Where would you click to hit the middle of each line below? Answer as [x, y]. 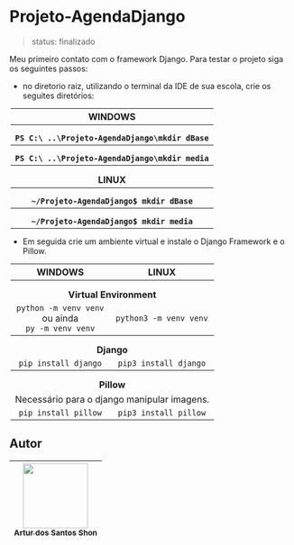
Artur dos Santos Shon [55, 532]
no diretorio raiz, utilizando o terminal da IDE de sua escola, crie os [147, 86]
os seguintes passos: [49, 68]
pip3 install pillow [162, 413]
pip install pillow [60, 413]
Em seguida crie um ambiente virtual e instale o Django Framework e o [154, 241]
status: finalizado [63, 41]
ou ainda [60, 318]
